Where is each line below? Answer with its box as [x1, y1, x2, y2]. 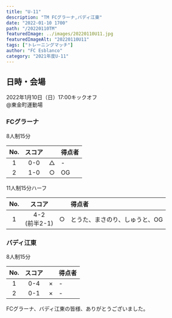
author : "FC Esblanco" [6, 48, 63, 54]
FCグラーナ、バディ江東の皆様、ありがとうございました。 [6, 305, 149, 313]
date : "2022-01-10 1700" [6, 20, 68, 26]
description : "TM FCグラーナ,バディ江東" [6, 14, 103, 20]
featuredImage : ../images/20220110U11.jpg [6, 31, 113, 37]
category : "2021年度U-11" [6, 53, 69, 59]
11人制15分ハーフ [6, 184, 47, 191]
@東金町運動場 [6, 101, 43, 108]
